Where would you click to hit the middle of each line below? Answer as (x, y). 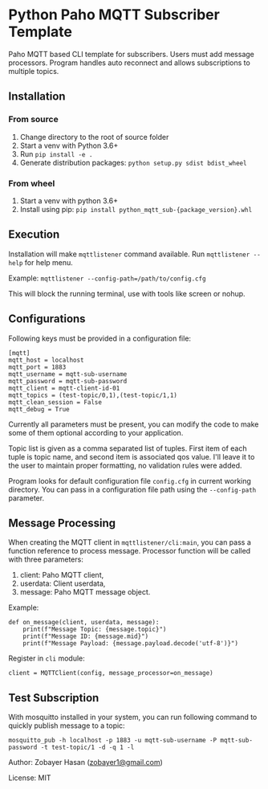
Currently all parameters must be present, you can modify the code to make (134, 424)
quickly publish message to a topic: (67, 726)
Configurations (47, 319)
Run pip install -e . (56, 153)
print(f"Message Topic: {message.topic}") (95, 630)
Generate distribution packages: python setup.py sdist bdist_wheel (133, 162)
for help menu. (49, 262)
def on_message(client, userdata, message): (84, 623)
